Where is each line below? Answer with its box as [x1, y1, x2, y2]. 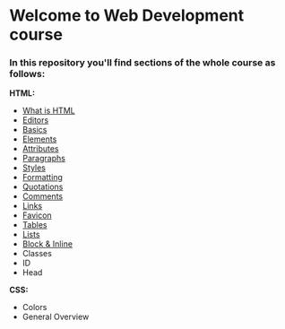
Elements [22, 134, 57, 144]
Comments [22, 191, 64, 202]
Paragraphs [22, 153, 65, 164]
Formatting [22, 172, 63, 183]
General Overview [22, 311, 90, 323]
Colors [22, 302, 47, 313]
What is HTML [22, 105, 75, 117]
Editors [22, 115, 49, 126]
